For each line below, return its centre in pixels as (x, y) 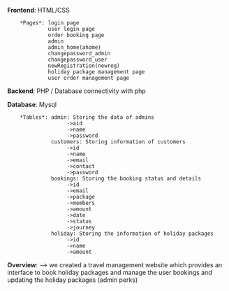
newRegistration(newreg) (84, 66)
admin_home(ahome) (74, 48)
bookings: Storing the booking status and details (126, 178)
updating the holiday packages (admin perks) (73, 280)
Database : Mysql (32, 105)
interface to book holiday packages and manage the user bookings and (110, 272)
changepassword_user (78, 59)
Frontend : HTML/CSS (38, 10)
